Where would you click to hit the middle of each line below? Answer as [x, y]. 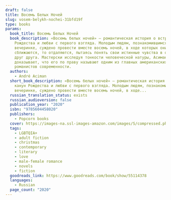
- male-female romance [38, 161]
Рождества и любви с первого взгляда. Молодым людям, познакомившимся [91, 43]
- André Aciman [31, 76]
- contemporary [31, 147]
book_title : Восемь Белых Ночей [44, 34]
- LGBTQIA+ [26, 133]
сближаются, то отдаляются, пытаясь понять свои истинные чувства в [89, 52]
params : [13, 29]
